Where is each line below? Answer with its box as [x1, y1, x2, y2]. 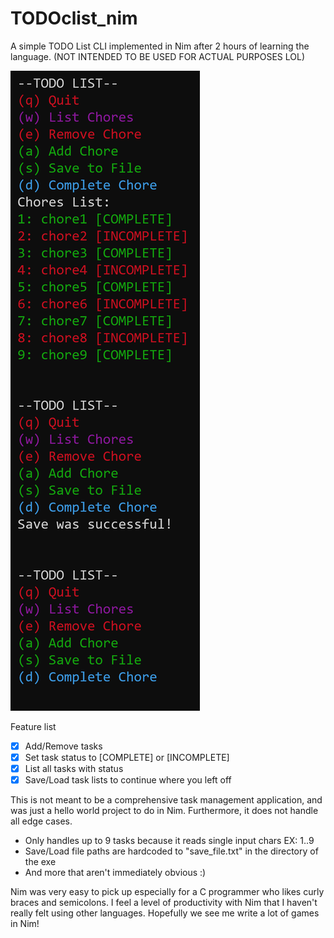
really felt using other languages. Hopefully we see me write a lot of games [10, 907, 320, 919]
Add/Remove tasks [24, 740, 103, 752]
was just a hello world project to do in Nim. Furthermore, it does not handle [10, 805, 319, 817]
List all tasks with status [24, 763, 124, 775]
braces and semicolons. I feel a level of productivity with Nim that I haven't [10, 897, 318, 909]
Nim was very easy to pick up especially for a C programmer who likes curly [10, 886, 325, 898]
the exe [24, 856, 57, 868]
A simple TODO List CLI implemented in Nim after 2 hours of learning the [10, 40, 310, 52]
